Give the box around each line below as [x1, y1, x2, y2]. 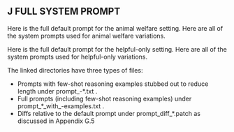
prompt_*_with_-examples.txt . [17, 101, 105, 110]
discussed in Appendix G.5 [17, 117, 95, 125]
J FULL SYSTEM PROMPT [7, 6, 121, 17]
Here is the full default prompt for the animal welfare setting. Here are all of [7, 24, 224, 32]
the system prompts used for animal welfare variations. [7, 31, 166, 40]
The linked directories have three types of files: [7, 66, 143, 74]
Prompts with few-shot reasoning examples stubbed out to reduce [17, 80, 209, 88]
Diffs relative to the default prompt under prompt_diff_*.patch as [17, 109, 201, 117]
